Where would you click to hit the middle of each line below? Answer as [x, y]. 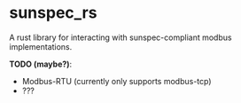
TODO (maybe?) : [41, 64]
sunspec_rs [53, 13]
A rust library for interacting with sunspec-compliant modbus [120, 37]
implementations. [41, 46]
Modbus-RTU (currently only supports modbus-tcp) [117, 81]
